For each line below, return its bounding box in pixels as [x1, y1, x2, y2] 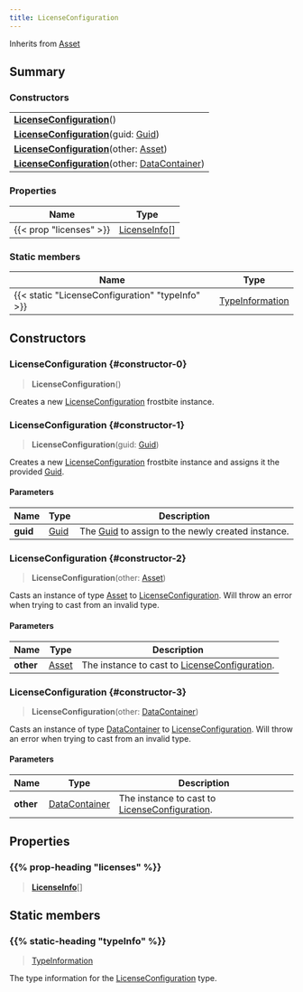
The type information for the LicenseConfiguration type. [9, 973, 217, 984]
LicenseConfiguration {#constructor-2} [9, 552, 187, 565]
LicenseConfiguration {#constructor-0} [9, 358, 188, 370]
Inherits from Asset [9, 38, 81, 49]
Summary [9, 64, 66, 80]
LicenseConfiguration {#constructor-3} [9, 686, 187, 698]
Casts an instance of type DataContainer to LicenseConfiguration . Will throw [9, 724, 293, 735]
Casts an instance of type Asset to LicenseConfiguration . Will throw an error [9, 590, 293, 601]
